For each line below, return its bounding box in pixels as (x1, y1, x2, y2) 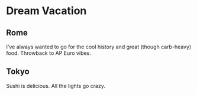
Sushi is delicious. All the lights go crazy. (6, 82, 105, 89)
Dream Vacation (6, 4, 87, 18)
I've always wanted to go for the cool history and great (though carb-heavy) (6, 43, 192, 50)
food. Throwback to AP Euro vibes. (6, 50, 92, 57)
